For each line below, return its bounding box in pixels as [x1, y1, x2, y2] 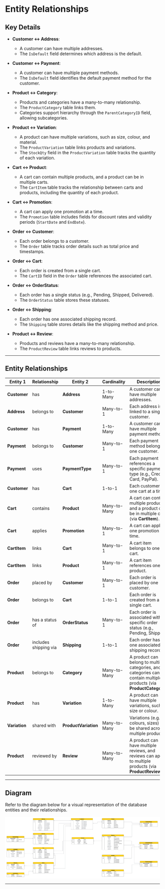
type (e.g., [129, 471, 151, 477]
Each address [129, 403, 157, 409]
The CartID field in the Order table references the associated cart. [19, 273, 152, 279]
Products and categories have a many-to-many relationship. [19, 99, 141, 105]
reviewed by [32, 753, 57, 759]
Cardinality [102, 379, 126, 385]
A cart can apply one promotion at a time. [19, 209, 104, 214]
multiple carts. [19, 179, 49, 185]
